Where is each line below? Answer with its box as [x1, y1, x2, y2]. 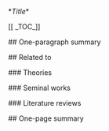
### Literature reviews [8, 99, 82, 107]
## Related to [8, 53, 52, 62]
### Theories [8, 68, 53, 77]
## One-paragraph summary [8, 37, 101, 47]
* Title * [8, 7, 30, 16]
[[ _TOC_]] [8, 22, 41, 31]
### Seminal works [8, 83, 71, 92]
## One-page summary [8, 114, 84, 123]
